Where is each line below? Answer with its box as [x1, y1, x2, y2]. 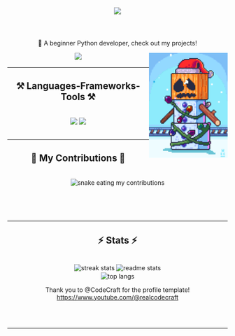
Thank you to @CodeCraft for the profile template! [45, 286, 190, 294]
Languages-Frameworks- [26, 80, 141, 92]
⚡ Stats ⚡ [97, 234, 138, 246]
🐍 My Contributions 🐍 [31, 153, 126, 164]
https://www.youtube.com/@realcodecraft [56, 293, 179, 302]
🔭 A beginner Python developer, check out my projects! [38, 38, 197, 47]
